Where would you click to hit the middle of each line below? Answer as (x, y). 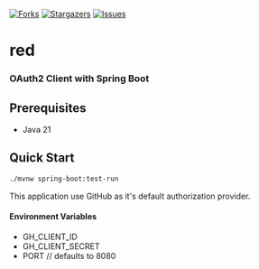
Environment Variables (53, 217)
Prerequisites (48, 108)
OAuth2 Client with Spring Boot (79, 79)
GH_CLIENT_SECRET (61, 246)
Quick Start (42, 158)
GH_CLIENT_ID (50, 237)
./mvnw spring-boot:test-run (64, 179)
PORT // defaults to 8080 (69, 255)
